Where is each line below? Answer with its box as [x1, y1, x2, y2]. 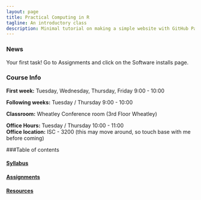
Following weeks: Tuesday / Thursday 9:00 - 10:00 [6, 99, 133, 106]
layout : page [6, 8, 39, 15]
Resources [6, 187, 34, 194]
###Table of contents [6, 146, 60, 153]
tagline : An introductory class [6, 20, 87, 26]
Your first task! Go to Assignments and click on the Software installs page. [6, 59, 189, 66]
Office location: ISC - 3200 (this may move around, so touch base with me [6, 128, 191, 135]
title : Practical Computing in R [6, 14, 90, 20]
